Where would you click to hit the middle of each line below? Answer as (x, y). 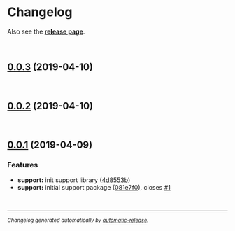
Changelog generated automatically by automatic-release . (78, 220)
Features (23, 164)
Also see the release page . (46, 31)
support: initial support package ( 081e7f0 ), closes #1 (94, 188)
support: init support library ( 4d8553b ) (74, 180)
